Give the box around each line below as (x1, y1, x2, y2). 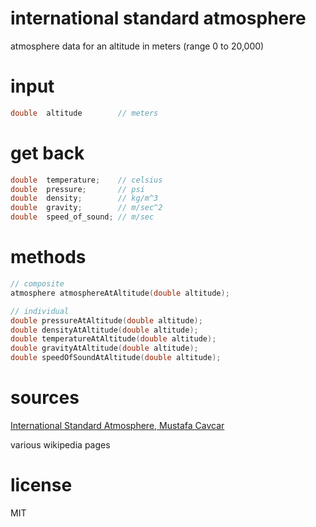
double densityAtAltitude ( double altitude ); (10, 325, 199, 335)
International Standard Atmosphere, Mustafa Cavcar (10, 419, 225, 431)
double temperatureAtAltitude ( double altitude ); (10, 334, 217, 344)
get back (10, 142, 85, 164)
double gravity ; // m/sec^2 (10, 203, 163, 213)
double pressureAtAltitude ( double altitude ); (10, 315, 203, 326)
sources (10, 387, 80, 409)
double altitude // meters (10, 108, 159, 118)
